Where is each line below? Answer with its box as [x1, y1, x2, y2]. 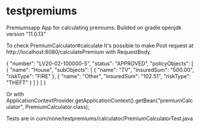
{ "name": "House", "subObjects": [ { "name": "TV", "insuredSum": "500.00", [6, 66, 194, 73]
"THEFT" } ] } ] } [6, 79, 47, 86]
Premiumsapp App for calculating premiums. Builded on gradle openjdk [6, 24, 182, 31]
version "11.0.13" [6, 30, 47, 37]
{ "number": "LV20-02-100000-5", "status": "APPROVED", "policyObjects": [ [6, 60, 194, 67]
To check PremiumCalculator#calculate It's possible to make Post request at [6, 42, 194, 49]
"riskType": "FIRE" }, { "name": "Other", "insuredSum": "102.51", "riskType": [6, 72, 191, 80]
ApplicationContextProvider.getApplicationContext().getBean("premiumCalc [6, 97, 193, 104]
